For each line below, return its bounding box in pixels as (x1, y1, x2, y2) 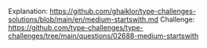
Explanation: (8, 7, 49, 15)
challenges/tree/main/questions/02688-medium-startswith (8, 31, 198, 40)
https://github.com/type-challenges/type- (8, 23, 143, 32)
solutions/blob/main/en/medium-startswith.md (8, 15, 158, 24)
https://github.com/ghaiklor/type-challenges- (49, 7, 196, 15)
